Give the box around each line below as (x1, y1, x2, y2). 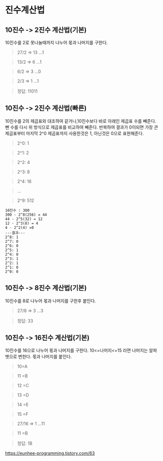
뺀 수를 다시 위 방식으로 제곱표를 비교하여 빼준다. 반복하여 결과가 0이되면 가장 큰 (5, 124, 159, 130)
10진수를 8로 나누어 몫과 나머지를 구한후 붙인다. (5, 297, 96, 303)
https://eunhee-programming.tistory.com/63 (5, 450, 95, 456)
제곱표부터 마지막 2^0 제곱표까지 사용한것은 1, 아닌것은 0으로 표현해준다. (5, 130, 144, 136)
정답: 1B (17, 440, 33, 446)
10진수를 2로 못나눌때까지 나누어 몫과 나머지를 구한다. (5, 40, 108, 45)
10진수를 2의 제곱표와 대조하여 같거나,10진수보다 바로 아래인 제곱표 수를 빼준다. (5, 118, 157, 124)
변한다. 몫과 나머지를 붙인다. (18, 354, 72, 360)
